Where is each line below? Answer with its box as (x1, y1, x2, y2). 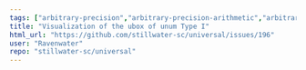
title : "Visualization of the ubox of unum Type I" (9, 22, 209, 31)
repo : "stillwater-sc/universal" (9, 47, 137, 56)
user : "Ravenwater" (9, 38, 84, 48)
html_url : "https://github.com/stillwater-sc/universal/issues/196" (9, 30, 275, 39)
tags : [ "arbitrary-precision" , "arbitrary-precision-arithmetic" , (9, 13, 262, 23)
